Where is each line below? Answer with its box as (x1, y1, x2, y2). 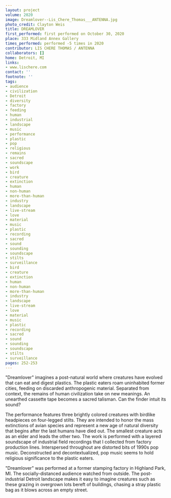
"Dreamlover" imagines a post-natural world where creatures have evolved (5, 374, 163, 381)
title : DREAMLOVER (5, 27, 44, 32)
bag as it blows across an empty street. (5, 487, 88, 493)
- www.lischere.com (5, 65, 47, 70)
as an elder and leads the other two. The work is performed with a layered (5, 433, 161, 440)
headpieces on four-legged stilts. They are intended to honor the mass (5, 417, 154, 423)
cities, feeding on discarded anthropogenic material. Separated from (5, 385, 150, 391)
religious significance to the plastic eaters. (5, 455, 94, 462)
